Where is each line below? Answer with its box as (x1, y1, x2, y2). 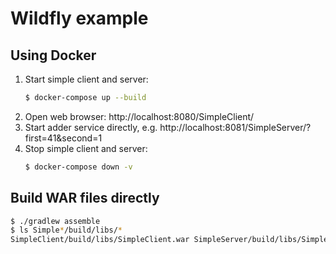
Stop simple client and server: (24, 142, 148, 154)
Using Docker (10, 47, 97, 64)
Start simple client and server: (24, 73, 149, 85)
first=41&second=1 (24, 132, 103, 144)
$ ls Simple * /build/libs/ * (10, 225, 123, 236)
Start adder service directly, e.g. (24, 121, 158, 133)
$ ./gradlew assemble (10, 216, 101, 226)
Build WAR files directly (10, 190, 160, 207)
